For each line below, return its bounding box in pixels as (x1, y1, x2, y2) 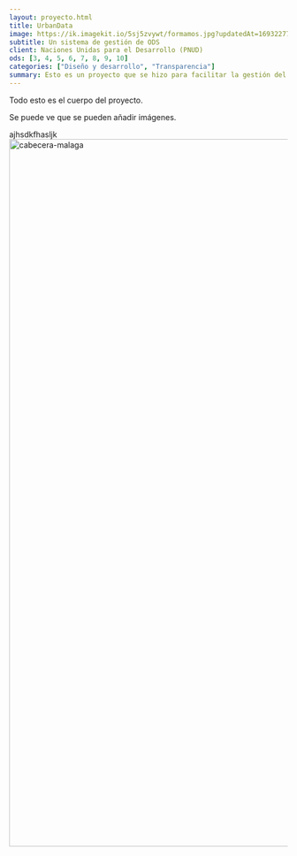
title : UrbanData (9, 21, 73, 30)
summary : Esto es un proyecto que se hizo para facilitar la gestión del (9, 71, 287, 80)
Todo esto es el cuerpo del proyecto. (9, 95, 143, 105)
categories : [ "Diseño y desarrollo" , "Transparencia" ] (9, 63, 216, 72)
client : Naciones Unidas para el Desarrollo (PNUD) (9, 46, 203, 55)
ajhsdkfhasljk (9, 129, 57, 140)
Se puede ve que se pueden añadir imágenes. (9, 111, 177, 122)
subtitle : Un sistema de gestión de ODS (9, 37, 161, 47)
